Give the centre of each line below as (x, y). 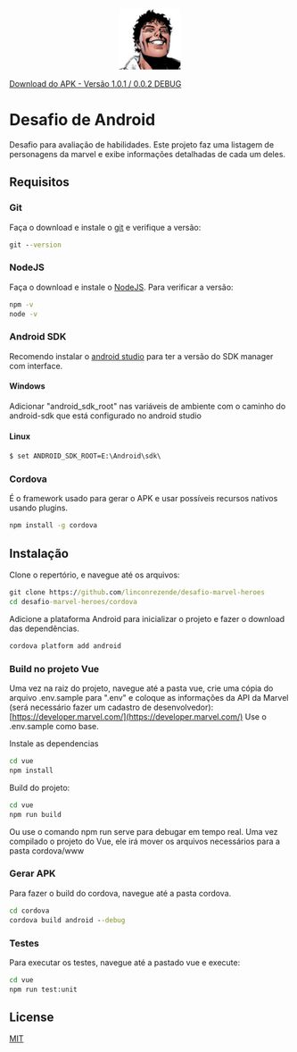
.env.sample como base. (54, 727)
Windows (27, 386)
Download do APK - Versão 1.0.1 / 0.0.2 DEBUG (95, 84)
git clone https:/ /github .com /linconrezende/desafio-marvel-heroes (137, 593)
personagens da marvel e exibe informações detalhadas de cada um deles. (148, 154)
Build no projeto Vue (54, 669)
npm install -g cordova (54, 526)
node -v (24, 314)
